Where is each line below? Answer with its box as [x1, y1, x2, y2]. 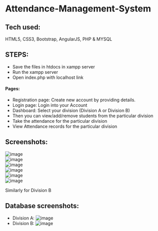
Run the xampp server [12, 69, 58, 75]
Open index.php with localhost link [12, 74, 84, 80]
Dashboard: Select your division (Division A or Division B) [12, 108, 131, 114]
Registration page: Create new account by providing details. [12, 97, 136, 103]
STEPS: [5, 50, 29, 59]
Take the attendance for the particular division [12, 118, 107, 124]
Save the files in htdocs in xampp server [12, 63, 95, 70]
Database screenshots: [5, 202, 79, 210]
